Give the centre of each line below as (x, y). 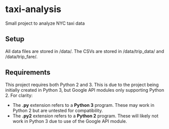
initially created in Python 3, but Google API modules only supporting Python (85, 90)
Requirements (28, 72)
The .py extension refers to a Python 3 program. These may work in (83, 105)
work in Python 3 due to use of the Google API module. (70, 121)
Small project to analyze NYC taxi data (45, 23)
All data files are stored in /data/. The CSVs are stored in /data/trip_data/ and (85, 51)
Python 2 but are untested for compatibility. (58, 110)
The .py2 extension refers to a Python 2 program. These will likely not (86, 116)
